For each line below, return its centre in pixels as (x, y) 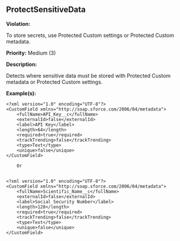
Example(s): (21, 93)
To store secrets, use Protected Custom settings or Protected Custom (90, 35)
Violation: (18, 24)
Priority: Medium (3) (31, 53)
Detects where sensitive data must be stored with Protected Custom (89, 75)
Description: (21, 64)
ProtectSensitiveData (46, 10)
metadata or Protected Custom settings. (54, 82)
